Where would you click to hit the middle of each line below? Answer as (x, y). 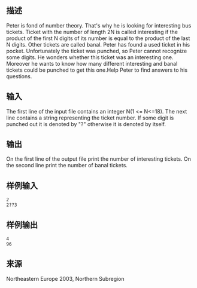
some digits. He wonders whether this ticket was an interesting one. (90, 57)
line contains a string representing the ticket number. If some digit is (90, 118)
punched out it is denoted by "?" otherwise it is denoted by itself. (86, 124)
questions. (19, 76)
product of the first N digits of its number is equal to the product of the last (98, 38)
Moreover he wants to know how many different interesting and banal (92, 63)
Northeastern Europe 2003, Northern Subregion (65, 278)
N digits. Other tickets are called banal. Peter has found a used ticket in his (98, 44)
